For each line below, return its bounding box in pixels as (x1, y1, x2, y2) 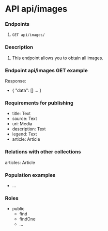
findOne (19, 216, 36, 222)
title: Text (12, 111, 31, 116)
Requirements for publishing (5, 99, 74, 106)
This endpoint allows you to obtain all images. (12, 55, 103, 61)
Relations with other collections (5, 148, 81, 155)
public (12, 206, 25, 212)
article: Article (12, 136, 40, 142)
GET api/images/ (12, 33, 45, 37)
